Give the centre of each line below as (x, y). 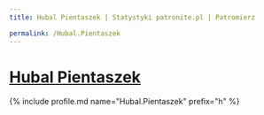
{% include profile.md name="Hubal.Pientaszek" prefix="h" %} (124, 102)
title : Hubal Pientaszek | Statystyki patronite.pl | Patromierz (132, 17)
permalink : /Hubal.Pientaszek (65, 33)
